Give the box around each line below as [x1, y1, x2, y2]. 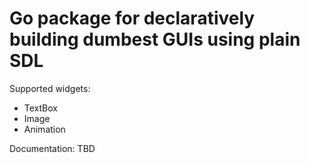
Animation [23, 123, 66, 135]
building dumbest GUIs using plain [9, 28, 301, 51]
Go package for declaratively [9, 7, 256, 30]
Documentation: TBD [9, 142, 96, 154]
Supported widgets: [9, 82, 91, 94]
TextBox [23, 102, 58, 114]
